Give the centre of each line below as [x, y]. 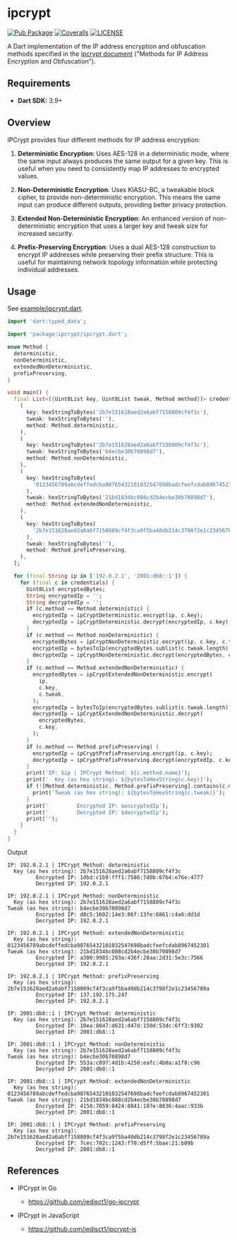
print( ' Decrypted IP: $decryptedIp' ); [97, 812]
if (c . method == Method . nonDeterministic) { [92, 635]
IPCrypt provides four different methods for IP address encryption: [104, 140]
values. [28, 176]
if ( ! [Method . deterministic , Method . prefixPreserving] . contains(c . [127, 786]
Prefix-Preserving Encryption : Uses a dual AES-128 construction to [117, 247]
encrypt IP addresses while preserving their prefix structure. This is [115, 254]
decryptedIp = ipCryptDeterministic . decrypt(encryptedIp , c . [124, 622]
